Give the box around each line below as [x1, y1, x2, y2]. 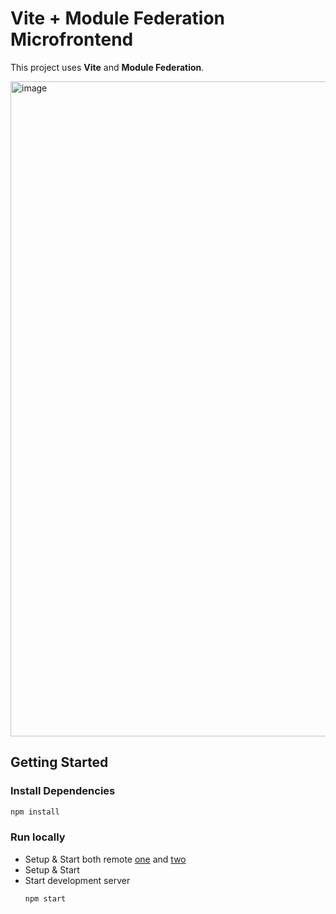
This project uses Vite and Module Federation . [10, 61, 205, 73]
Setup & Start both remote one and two [24, 853, 187, 865]
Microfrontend [10, 28, 134, 51]
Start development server [24, 874, 131, 886]
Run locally [10, 830, 66, 844]
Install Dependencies [10, 784, 116, 798]
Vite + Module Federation [10, 7, 226, 30]
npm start [24, 893, 67, 904]
